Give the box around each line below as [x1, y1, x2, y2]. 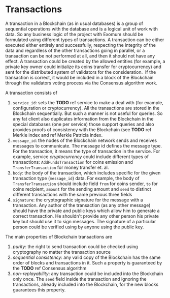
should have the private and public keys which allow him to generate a [12, 207, 160, 214]
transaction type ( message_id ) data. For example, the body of [12, 175, 140, 181]
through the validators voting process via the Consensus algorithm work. [5, 80, 157, 86]
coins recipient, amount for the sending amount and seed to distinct [12, 186, 151, 192]
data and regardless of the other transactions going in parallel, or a [5, 47, 145, 53]
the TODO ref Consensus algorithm [12, 265, 87, 271]
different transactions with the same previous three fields [12, 191, 132, 197]
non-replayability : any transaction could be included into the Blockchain [12, 271, 163, 277]
